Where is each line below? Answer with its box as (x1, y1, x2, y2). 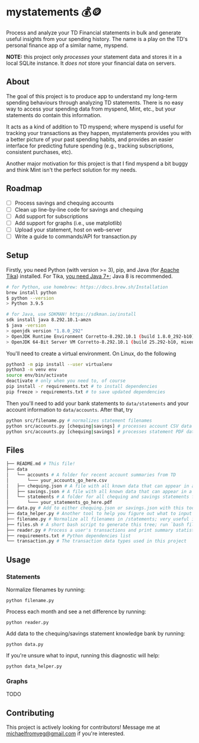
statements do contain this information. (6, 111, 102, 118)
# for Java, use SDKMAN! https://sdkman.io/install (6, 311, 136, 318)
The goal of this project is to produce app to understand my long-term (6, 92, 178, 99)
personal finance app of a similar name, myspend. (6, 42, 129, 49)
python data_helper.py (6, 663, 62, 669)
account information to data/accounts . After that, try (6, 406, 133, 413)
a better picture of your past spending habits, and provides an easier (6, 136, 174, 143)
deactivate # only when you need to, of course (6, 378, 126, 384)
